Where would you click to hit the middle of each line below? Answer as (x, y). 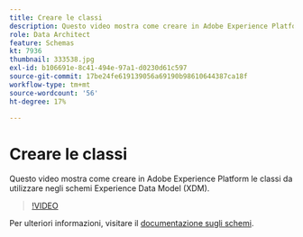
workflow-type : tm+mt (50, 85)
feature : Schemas (42, 43)
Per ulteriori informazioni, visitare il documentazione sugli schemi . (132, 223)
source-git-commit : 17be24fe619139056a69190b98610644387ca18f (129, 77)
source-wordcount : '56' (54, 93)
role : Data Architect (50, 34)
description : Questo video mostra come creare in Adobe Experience (139, 26)
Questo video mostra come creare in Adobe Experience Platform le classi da (151, 179)
